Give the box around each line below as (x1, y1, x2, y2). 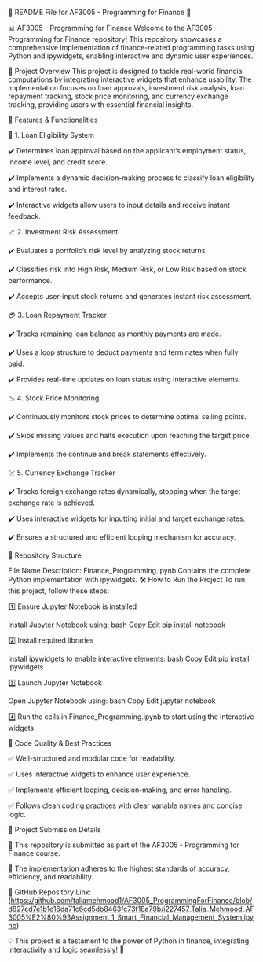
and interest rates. (8, 185, 68, 194)
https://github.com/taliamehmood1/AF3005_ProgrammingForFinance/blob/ (10, 896, 253, 905)
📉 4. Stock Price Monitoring (8, 393, 100, 403)
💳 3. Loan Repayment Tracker (8, 311, 108, 319)
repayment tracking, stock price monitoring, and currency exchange (8, 91, 229, 101)
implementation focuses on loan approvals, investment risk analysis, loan (8, 83, 245, 92)
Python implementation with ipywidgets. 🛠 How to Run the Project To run (8, 575, 246, 584)
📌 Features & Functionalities (8, 115, 98, 124)
